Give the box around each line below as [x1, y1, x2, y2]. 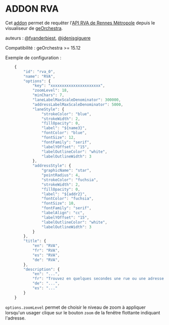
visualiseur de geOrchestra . [5, 25, 63, 31]
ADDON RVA [5, 3, 59, 15]
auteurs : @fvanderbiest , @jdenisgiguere [5, 35, 91, 41]
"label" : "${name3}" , [41, 126, 87, 131]
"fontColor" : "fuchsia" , [41, 196, 94, 201]
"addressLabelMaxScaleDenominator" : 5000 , [32, 102, 123, 107]
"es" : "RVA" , [32, 253, 60, 258]
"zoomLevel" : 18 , [32, 88, 69, 93]
